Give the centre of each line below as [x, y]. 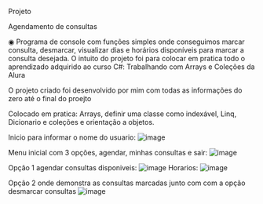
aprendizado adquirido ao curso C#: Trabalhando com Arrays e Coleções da [131, 67]
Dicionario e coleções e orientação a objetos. [81, 122]
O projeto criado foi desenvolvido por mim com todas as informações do [125, 90]
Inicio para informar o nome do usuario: [72, 137]
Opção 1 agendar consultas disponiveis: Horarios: [103, 168]
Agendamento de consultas [53, 26]
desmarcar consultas [42, 191]
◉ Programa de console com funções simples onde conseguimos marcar [126, 42]
